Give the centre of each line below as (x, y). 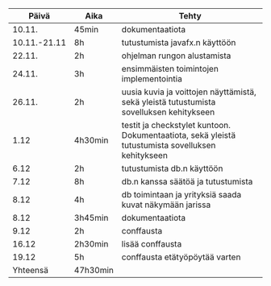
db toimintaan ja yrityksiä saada (181, 195)
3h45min (91, 218)
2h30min (91, 244)
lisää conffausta (152, 244)
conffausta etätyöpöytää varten (181, 257)
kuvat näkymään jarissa (166, 205)
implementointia (152, 79)
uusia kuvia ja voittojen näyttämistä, (189, 92)
